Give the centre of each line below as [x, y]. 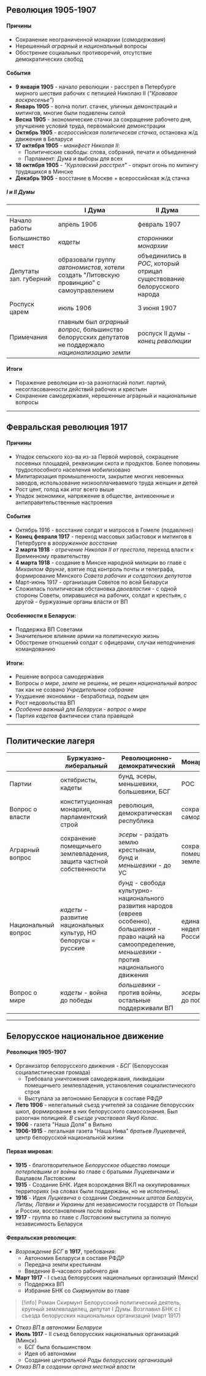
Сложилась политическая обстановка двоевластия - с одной [96, 588]
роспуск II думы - [164, 333]
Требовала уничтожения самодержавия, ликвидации [94, 1079]
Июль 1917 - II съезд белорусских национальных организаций [97, 1334]
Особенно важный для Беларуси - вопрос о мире [81, 709]
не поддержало [81, 344]
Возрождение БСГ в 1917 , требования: [66, 1251]
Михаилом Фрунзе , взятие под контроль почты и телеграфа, [95, 569]
